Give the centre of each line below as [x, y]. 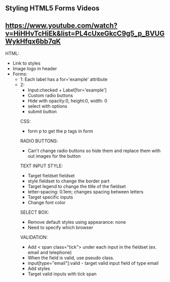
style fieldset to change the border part [69, 181]
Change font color [47, 203]
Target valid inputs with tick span [62, 274]
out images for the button [54, 156]
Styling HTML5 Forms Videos [52, 8]
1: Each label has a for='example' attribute [64, 79]
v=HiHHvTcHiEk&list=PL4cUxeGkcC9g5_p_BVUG [85, 33]
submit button [42, 112]
